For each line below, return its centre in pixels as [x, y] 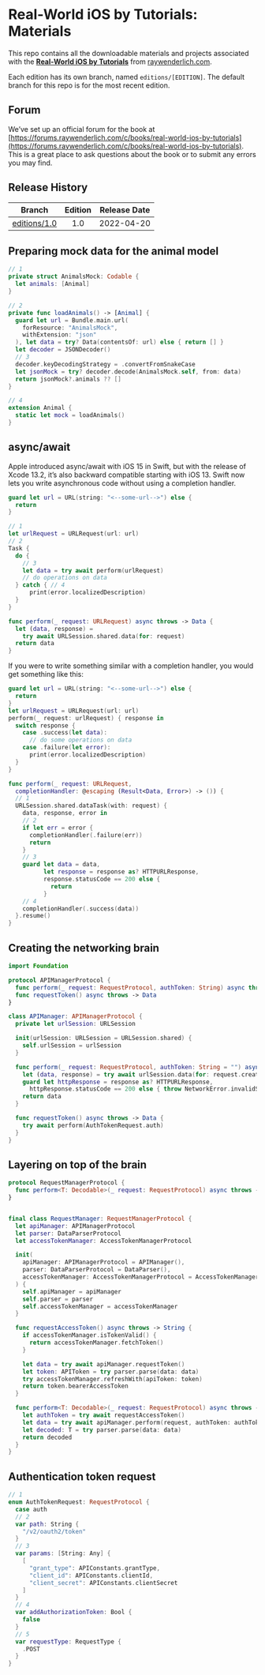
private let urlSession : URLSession [75, 1024]
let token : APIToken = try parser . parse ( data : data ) [111, 1372]
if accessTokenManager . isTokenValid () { [90, 1335]
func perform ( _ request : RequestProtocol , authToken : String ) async [130, 988]
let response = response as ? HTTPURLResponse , [121, 872]
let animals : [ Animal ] [52, 284]
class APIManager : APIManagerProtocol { [76, 1016]
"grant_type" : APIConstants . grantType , [94, 1568]
